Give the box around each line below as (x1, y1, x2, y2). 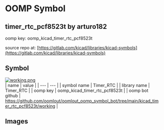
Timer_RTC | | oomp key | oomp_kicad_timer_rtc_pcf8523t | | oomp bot (5, 87, 148, 93)
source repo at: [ (5, 45, 39, 50)
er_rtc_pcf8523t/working (5, 103, 55, 109)
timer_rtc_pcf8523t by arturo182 (5, 22, 107, 31)
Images (5, 117, 28, 126)
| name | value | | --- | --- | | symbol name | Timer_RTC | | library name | (5, 82, 150, 88)
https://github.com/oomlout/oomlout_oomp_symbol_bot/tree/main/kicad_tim (5, 98, 159, 104)
